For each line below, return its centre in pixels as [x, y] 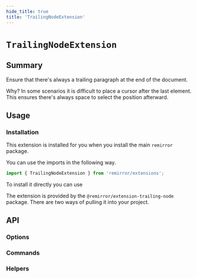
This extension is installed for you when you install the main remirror [89, 145]
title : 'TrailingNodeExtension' [46, 17]
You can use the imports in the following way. [61, 162]
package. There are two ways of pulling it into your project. [78, 202]
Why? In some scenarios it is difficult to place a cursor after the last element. [99, 91]
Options [18, 237]
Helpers [18, 269]
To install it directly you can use [44, 185]
